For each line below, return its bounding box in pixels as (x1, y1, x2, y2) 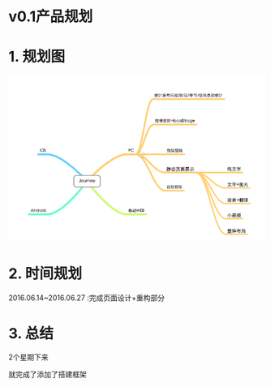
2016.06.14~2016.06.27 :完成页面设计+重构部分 (8, 293, 166, 303)
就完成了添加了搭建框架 (8, 370, 87, 380)
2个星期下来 (8, 352, 49, 362)
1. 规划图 (8, 48, 66, 66)
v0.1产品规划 (8, 7, 93, 26)
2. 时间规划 (8, 264, 83, 282)
